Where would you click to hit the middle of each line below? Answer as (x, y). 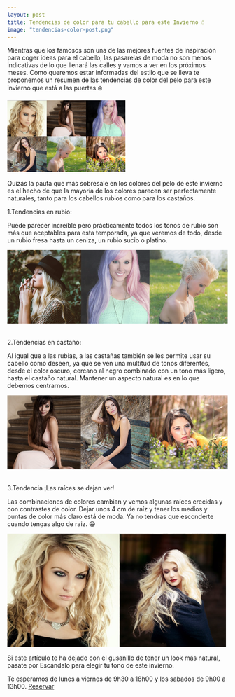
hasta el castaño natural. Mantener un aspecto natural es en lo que (104, 378)
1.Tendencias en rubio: (40, 212)
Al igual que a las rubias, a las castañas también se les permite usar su (109, 356)
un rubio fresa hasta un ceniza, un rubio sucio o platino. (87, 240)
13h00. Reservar (31, 686)
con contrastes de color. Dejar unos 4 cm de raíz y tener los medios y (107, 509)
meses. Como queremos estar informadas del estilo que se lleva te (103, 73)
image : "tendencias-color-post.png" (60, 29)
